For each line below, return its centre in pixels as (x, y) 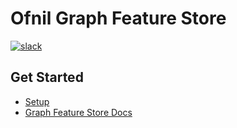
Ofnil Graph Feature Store (118, 18)
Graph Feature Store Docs (78, 112)
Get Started (47, 77)
